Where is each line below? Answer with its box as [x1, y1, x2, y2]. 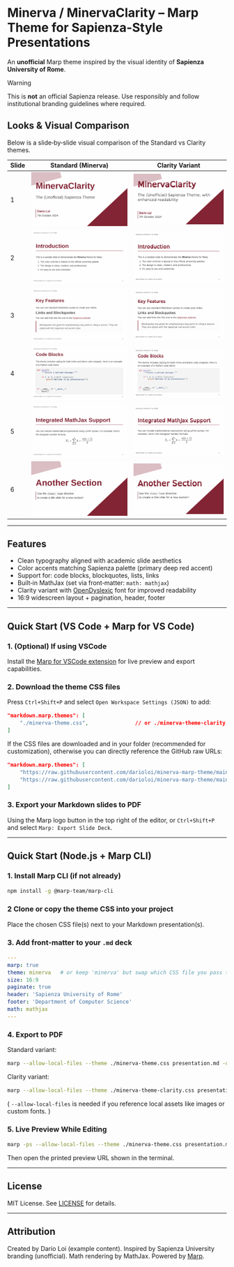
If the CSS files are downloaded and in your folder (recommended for [7, 739, 206, 748]
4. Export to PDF [7, 1030, 63, 1039]
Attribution [7, 1226, 56, 1238]
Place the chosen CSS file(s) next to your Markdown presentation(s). [7, 920, 205, 928]
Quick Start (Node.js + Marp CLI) [7, 850, 152, 862]
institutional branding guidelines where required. [7, 99, 146, 108]
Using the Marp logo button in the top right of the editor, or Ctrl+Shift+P [7, 815, 215, 824]
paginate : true [7, 984, 52, 991]
